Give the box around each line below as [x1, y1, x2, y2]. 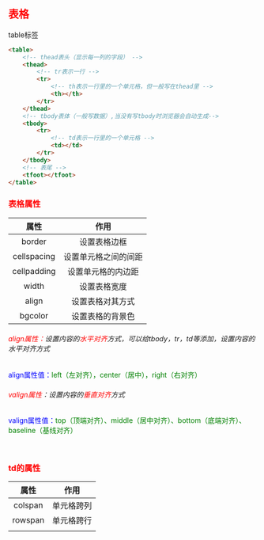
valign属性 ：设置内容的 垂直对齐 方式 [8, 390, 125, 399]
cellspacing [13, 250, 55, 261]
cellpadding [12, 265, 56, 276]
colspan [13, 500, 43, 511]
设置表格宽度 [78, 280, 127, 291]
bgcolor [19, 310, 49, 321]
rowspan [12, 515, 45, 526]
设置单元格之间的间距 [62, 251, 143, 262]
